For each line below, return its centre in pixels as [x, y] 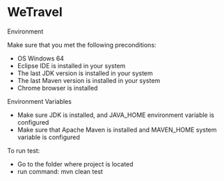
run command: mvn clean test [60, 171]
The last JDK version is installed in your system [85, 73]
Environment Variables [39, 101]
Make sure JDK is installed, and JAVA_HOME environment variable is [115, 115]
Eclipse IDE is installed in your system [71, 65]
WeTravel [35, 12]
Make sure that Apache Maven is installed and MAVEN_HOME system [117, 129]
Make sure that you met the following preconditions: [82, 45]
